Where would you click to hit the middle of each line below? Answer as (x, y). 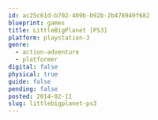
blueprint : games (37, 23)
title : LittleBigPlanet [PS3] (58, 30)
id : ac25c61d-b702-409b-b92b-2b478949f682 (79, 15)
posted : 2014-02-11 (40, 96)
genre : (19, 45)
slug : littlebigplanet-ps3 (53, 103)
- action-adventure (47, 52)
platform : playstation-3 (49, 37)
